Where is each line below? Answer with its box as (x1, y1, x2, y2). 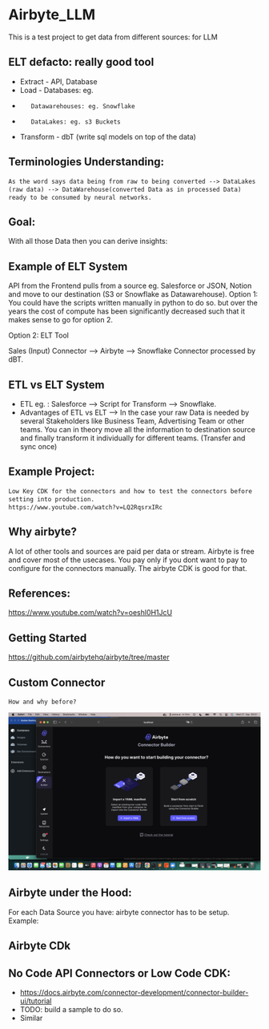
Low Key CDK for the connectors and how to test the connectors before (8, 487, 252, 495)
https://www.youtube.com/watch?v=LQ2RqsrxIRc (8, 503, 163, 511)
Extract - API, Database (19, 76, 98, 86)
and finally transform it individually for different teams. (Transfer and (19, 433, 246, 443)
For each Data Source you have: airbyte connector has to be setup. (8, 907, 230, 917)
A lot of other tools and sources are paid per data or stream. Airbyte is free (8, 546, 255, 556)
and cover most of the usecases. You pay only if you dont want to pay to (8, 555, 248, 565)
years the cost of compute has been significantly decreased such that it (8, 306, 246, 316)
